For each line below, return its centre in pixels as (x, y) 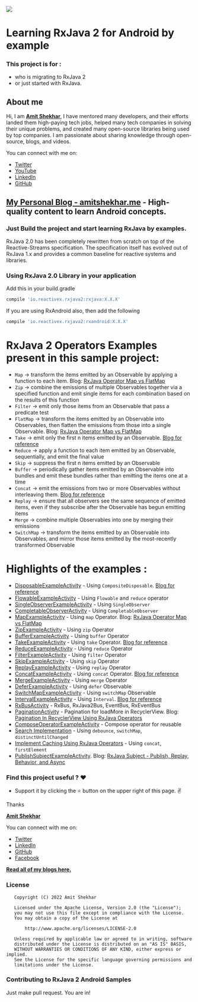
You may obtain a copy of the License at (66, 918)
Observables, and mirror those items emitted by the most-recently (95, 538)
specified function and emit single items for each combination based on (102, 393)
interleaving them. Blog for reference (60, 494)
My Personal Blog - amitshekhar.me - (76, 202)
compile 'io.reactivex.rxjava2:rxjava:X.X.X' (63, 299)
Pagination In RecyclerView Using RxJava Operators (78, 717)
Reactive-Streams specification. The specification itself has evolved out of (97, 247)
